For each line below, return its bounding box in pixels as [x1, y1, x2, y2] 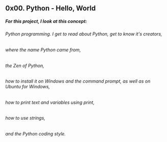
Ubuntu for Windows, [5, 84, 50, 90]
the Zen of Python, [5, 62, 45, 68]
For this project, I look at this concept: [5, 18, 88, 24]
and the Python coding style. [5, 131, 66, 137]
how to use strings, [5, 115, 46, 121]
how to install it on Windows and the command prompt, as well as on [5, 78, 151, 84]
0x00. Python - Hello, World [5, 4, 96, 13]
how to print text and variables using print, [5, 99, 95, 105]
